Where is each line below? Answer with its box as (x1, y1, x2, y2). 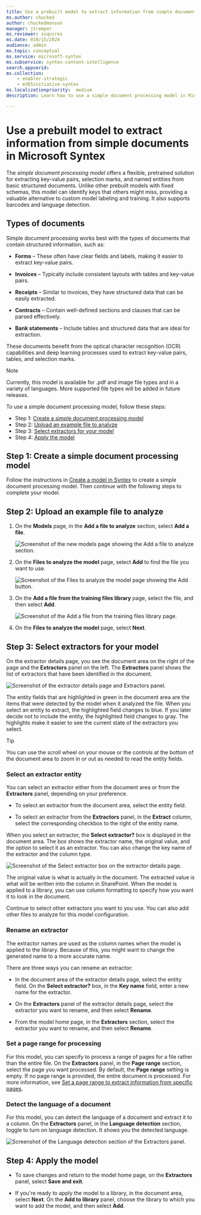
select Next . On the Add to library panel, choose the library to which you (14, 1196, 195, 1203)
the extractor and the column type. (6, 850, 92, 858)
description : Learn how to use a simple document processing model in (6, 92, 186, 98)
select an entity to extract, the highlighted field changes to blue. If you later (6, 706, 191, 714)
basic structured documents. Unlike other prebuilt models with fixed (6, 181, 174, 189)
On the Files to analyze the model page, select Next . (14, 624, 147, 631)
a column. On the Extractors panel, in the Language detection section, (6, 1120, 182, 1127)
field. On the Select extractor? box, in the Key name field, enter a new (14, 982, 189, 989)
